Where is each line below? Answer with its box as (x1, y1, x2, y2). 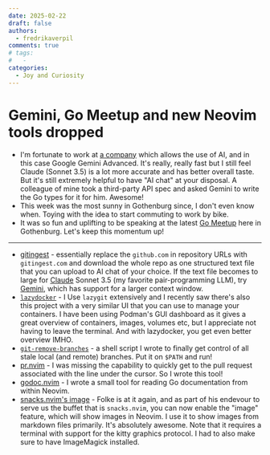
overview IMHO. (19, 335, 74, 344)
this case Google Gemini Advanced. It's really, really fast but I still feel (19, 158, 252, 168)
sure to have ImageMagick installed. (19, 437, 140, 446)
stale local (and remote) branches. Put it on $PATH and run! (19, 351, 213, 361)
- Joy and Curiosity (15, 71, 84, 79)
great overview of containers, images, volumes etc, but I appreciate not (19, 318, 257, 327)
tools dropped (8, 123, 104, 141)
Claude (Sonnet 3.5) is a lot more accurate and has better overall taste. (19, 166, 255, 177)
